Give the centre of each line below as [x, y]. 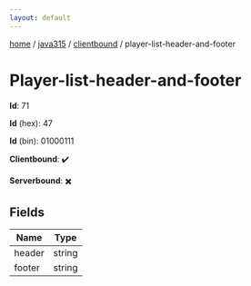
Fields [27, 212]
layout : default [40, 18]
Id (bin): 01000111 [42, 141]
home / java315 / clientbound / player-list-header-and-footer [123, 44]
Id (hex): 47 [31, 123]
